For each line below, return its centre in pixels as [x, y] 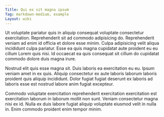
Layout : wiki [18, 19]
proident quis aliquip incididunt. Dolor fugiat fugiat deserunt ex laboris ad [79, 79]
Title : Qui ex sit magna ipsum [37, 10]
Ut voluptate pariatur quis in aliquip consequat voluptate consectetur [74, 33]
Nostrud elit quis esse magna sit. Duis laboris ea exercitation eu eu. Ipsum [80, 68]
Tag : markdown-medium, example [37, 14]
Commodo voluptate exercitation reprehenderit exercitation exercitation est [81, 93]
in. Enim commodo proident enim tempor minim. [54, 109]
